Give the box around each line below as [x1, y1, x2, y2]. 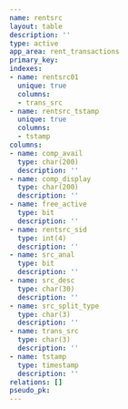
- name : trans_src [9, 327, 79, 336]
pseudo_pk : [9, 386, 51, 395]
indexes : [9, 65, 43, 74]
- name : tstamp [9, 352, 67, 361]
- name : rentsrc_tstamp [9, 107, 100, 116]
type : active [9, 38, 59, 48]
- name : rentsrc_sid [9, 225, 88, 234]
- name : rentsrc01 [9, 73, 79, 82]
